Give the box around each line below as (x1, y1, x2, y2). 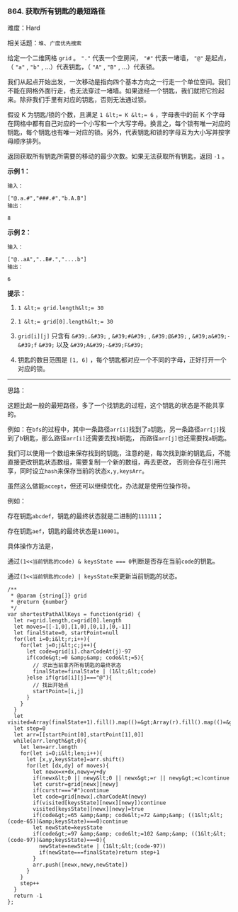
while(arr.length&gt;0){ (13, 738, 87, 745)
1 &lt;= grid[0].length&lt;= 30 (17, 319, 113, 326)
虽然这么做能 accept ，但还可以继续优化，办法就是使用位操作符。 (7, 481, 194, 490)
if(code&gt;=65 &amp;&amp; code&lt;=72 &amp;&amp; (33, 812, 186, 819)
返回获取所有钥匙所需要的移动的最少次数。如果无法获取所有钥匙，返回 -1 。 (7, 152, 229, 161)
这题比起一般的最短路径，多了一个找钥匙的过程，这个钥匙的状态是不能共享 (7, 401, 225, 410)
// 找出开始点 (33, 682, 69, 689)
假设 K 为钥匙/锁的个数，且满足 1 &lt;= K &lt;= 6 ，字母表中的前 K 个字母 (7, 110, 225, 119)
